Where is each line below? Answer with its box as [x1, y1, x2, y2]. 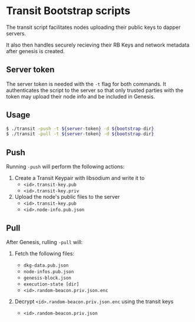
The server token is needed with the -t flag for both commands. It [6, 80, 167, 87]
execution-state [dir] [23, 281, 80, 287]
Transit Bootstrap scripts [6, 4, 131, 18]
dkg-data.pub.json [23, 262, 69, 268]
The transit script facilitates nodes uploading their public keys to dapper [6, 24, 181, 31]
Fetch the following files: [14, 249, 75, 257]
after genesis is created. [6, 47, 65, 54]
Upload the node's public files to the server [14, 193, 120, 201]
